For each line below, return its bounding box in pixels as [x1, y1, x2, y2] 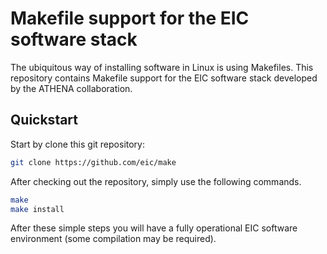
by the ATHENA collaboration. [10, 82, 133, 94]
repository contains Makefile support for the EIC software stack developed [10, 72, 318, 84]
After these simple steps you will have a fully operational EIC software [10, 222, 298, 234]
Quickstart [10, 112, 79, 129]
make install [10, 204, 65, 214]
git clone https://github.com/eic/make [10, 157, 177, 167]
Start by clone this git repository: [10, 138, 146, 150]
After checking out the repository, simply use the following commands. [10, 175, 302, 187]
